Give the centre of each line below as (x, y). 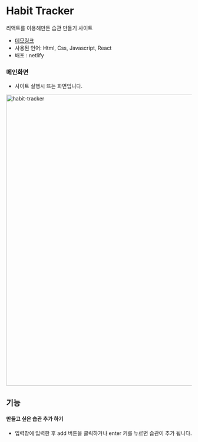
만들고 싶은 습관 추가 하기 (35, 419)
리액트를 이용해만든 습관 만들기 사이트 (49, 28)
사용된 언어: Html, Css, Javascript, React (63, 48)
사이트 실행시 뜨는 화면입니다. (49, 86)
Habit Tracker (40, 11)
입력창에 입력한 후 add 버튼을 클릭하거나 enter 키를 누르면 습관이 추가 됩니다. (103, 433)
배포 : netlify (29, 55)
